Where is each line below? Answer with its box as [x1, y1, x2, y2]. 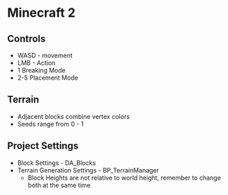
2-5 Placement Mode [17, 73, 79, 82]
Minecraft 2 [7, 5, 76, 21]
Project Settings [7, 140, 79, 152]
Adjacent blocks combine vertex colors [17, 112, 130, 120]
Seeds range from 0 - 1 [17, 120, 84, 128]
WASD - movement [17, 51, 73, 59]
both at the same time [27, 180, 91, 189]
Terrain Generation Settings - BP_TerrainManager [17, 166, 159, 174]
